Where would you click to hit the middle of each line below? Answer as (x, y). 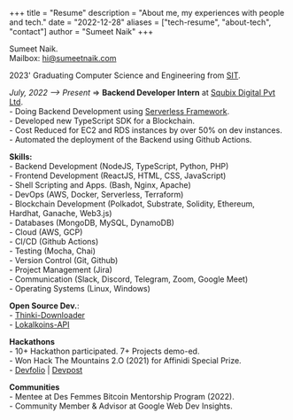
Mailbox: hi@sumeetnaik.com (63, 58)
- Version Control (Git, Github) (64, 260)
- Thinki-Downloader (47, 315)
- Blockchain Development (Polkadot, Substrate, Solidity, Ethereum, (132, 204)
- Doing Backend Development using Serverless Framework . (120, 111)
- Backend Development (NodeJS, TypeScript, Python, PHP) (119, 166)
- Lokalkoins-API (39, 324)
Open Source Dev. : (44, 306)
